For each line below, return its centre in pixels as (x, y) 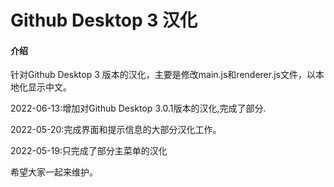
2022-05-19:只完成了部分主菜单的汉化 (89, 151)
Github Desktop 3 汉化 (104, 20)
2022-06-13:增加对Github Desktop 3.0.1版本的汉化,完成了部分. (138, 108)
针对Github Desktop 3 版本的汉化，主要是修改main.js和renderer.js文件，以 (163, 75)
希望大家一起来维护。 (54, 172)
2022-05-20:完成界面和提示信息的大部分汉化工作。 (116, 130)
